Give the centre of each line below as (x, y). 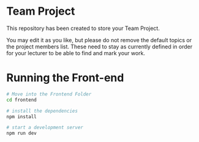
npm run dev (21, 133)
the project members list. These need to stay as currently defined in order (99, 47)
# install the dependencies (42, 111)
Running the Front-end (65, 78)
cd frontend (21, 100)
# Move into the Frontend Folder (49, 94)
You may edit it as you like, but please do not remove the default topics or (99, 40)
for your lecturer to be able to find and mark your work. (76, 53)
